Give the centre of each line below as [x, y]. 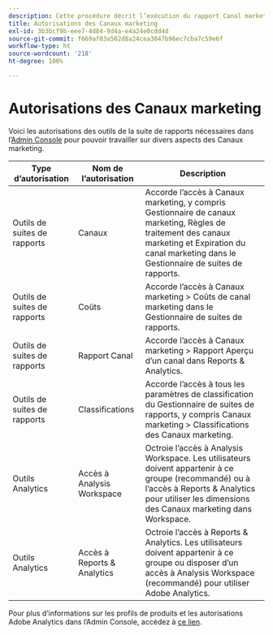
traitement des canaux [188, 232]
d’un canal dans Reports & [195, 361]
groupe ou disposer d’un [192, 563]
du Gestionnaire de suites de [199, 404]
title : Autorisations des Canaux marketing [83, 24]
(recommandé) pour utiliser [197, 583]
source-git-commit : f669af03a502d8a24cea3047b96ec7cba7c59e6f [116, 39]
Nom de [108, 168]
